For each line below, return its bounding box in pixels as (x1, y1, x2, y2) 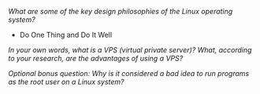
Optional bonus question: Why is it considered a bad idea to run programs (8, 69, 250, 78)
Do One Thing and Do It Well (19, 31, 113, 39)
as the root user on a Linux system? (8, 78, 124, 86)
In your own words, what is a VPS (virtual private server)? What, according (8, 45, 252, 54)
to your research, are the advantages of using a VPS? (8, 54, 184, 63)
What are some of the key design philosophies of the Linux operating (8, 7, 233, 16)
